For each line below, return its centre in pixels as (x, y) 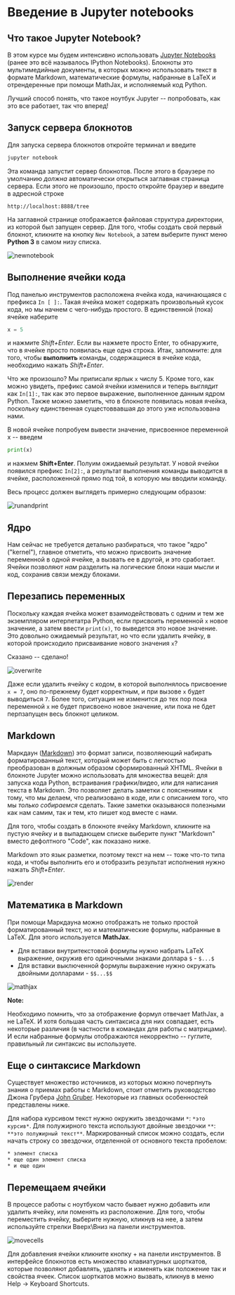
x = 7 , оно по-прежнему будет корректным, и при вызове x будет (106, 691)
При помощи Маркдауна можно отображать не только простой (103, 922)
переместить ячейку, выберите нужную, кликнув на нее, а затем (105, 1219)
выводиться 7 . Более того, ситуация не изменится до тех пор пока (107, 698)
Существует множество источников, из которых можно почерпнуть (109, 1082)
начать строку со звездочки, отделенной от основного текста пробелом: (117, 1141)
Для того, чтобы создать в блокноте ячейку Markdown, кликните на (109, 826)
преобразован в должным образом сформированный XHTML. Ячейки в (115, 768)
